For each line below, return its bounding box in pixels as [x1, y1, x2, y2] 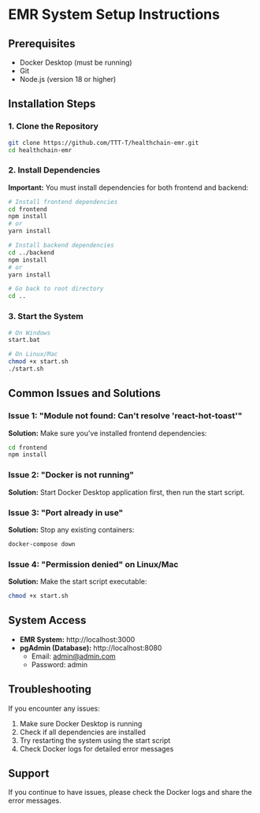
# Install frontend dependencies [8, 198, 118, 206]
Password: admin [31, 659, 88, 669]
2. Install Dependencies [8, 165, 101, 176]
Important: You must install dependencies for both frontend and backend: [8, 183, 249, 192]
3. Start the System [8, 311, 84, 322]
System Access [8, 614, 87, 627]
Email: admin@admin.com [31, 652, 116, 661]
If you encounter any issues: [8, 703, 101, 713]
